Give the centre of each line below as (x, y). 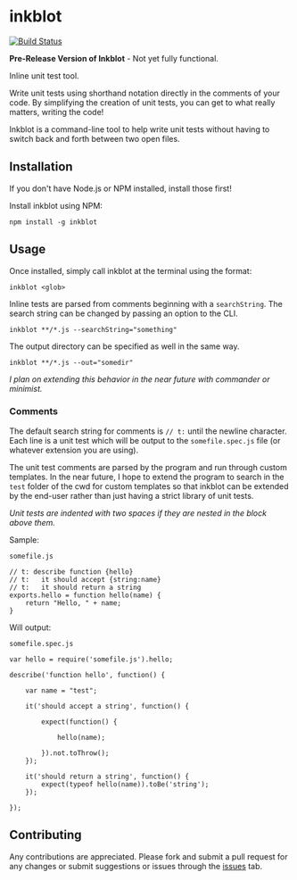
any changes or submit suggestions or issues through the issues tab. (136, 866)
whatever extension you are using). (74, 450)
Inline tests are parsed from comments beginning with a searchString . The (146, 303)
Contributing (45, 835)
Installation (41, 167)
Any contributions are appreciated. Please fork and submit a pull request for (148, 856)
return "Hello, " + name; (74, 603)
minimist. (26, 388)
